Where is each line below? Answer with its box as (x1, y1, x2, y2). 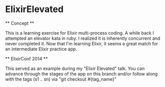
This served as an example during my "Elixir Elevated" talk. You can (5, 65, 145, 71)
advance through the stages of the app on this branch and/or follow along (5, 70, 158, 76)
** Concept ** (5, 20, 35, 26)
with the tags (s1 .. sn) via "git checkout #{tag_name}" (5, 76, 117, 82)
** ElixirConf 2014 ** (5, 55, 48, 61)
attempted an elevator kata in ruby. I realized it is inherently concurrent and (5, 35, 160, 41)
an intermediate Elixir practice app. (5, 46, 77, 52)
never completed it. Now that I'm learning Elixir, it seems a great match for (5, 40, 158, 46)
